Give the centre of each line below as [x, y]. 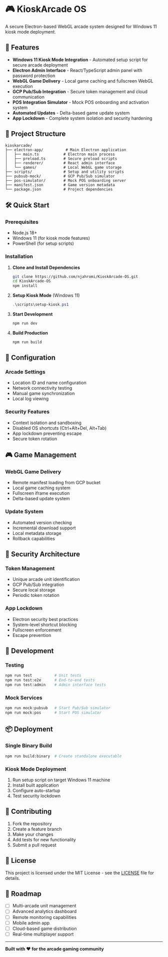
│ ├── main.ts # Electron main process [60, 154]
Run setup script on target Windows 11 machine [61, 780]
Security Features [27, 412]
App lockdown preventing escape [47, 433]
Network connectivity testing [42, 388]
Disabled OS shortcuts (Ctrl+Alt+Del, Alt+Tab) [59, 428]
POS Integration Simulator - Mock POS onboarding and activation [80, 102]
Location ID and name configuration [49, 383]
